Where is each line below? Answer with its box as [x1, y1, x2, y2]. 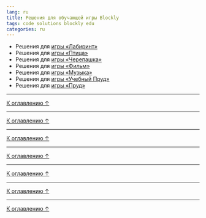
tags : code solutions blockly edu [6, 20, 95, 26]
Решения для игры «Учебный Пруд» [15, 75, 110, 83]
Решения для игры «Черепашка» [15, 56, 102, 63]
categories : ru [6, 26, 45, 32]
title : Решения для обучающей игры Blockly [6, 15, 120, 21]
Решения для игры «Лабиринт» [15, 43, 98, 50]
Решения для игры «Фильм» [15, 62, 90, 70]
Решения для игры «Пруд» [15, 82, 86, 89]
